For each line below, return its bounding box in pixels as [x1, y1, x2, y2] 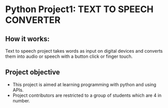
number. [12, 97, 30, 103]
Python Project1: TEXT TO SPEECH [5, 4, 154, 15]
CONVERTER [5, 14, 61, 26]
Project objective [5, 68, 60, 77]
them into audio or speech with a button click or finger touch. [5, 53, 133, 59]
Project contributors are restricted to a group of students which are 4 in [12, 92, 162, 98]
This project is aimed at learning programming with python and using [12, 81, 157, 87]
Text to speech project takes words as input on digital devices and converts [5, 48, 163, 54]
